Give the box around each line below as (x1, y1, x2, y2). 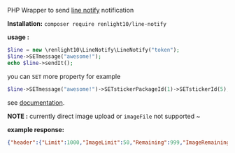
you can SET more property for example (7, 72, 121, 80)
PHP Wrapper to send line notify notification (7, 6, 134, 14)
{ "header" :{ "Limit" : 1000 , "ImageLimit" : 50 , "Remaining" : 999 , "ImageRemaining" (7, 139, 233, 146)
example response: (7, 125, 64, 133)
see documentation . (7, 98, 65, 107)
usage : (7, 33, 29, 41)
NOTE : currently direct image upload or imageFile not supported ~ (7, 112, 201, 120)
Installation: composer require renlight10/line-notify (7, 20, 166, 27)
